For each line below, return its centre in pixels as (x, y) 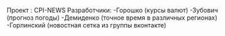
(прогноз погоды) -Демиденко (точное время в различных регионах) (112, 18)
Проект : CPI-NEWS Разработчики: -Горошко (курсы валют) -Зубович (112, 10)
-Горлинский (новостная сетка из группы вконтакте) (87, 25)
